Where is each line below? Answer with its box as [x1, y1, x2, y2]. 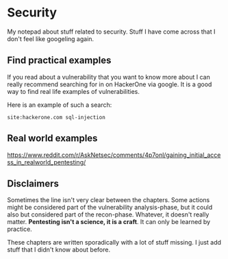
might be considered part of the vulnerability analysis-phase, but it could [7, 203, 213, 212]
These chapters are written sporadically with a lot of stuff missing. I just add [7, 238, 221, 247]
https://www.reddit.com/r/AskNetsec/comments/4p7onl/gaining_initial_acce [7, 151, 221, 159]
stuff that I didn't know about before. [7, 245, 111, 254]
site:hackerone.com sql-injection [7, 114, 106, 121]
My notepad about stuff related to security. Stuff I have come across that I [7, 27, 216, 36]
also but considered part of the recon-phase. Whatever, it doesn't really [7, 210, 210, 219]
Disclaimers [7, 177, 60, 189]
